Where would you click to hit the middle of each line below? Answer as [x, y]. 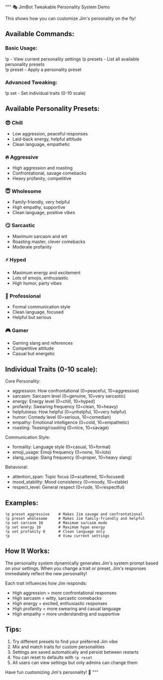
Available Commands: [40, 34]
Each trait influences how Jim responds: [46, 583]
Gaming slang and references [42, 343]
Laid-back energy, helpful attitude [47, 139]
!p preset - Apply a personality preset [43, 69]
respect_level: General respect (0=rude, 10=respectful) [68, 487]
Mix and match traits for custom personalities [58, 647]
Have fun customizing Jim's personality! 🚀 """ [52, 672]
